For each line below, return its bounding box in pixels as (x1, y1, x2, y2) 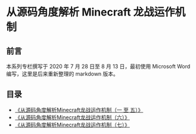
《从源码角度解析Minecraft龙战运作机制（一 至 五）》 (14, 106, 144, 113)
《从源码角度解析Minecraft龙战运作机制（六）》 (14, 114, 130, 121)
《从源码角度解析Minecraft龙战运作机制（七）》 (14, 121, 130, 128)
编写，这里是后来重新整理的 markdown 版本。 (6, 70, 119, 77)
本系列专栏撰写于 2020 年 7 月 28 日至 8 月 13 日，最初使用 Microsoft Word (6, 63, 191, 70)
